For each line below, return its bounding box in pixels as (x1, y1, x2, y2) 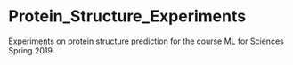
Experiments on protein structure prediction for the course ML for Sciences (8, 36, 284, 46)
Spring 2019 (8, 45, 53, 55)
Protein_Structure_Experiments (8, 6, 247, 27)
